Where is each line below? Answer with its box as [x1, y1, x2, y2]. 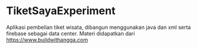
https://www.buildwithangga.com [6, 36, 88, 43]
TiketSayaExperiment [6, 4, 116, 18]
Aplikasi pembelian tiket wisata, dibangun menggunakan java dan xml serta [6, 24, 191, 31]
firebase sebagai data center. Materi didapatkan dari [6, 30, 136, 37]
